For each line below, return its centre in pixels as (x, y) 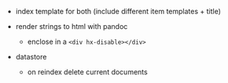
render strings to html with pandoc (72, 26)
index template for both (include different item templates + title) (118, 11)
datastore (31, 57)
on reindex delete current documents (87, 72)
